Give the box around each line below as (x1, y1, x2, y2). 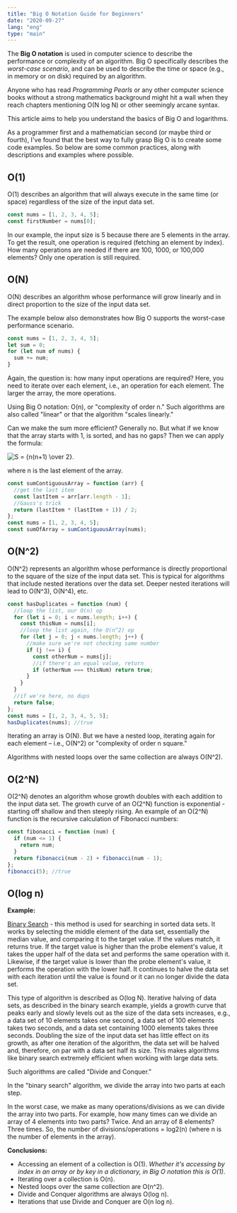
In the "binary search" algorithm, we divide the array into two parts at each (7, 1081, 225, 1090)
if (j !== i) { (25, 646, 71, 654)
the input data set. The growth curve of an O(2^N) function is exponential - (7, 800, 225, 808)
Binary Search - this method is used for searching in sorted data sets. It (7, 920, 216, 929)
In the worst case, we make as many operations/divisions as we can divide (7, 1103, 225, 1111)
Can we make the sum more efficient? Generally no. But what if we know (7, 424, 219, 432)
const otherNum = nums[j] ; (33, 653, 112, 660)
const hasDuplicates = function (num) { (7, 600, 129, 608)
